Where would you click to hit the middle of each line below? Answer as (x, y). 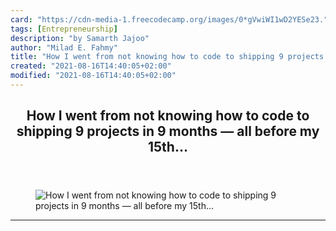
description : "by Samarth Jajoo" (80, 38)
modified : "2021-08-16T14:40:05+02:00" (93, 76)
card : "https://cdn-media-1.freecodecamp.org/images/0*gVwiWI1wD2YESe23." (169, 19)
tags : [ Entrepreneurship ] (64, 29)
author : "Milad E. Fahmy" (64, 47)
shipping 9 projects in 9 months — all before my (168, 131)
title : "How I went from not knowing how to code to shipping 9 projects (167, 57)
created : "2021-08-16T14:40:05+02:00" (91, 66)
